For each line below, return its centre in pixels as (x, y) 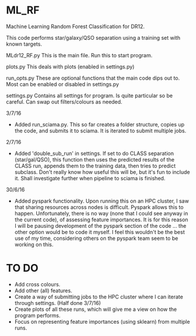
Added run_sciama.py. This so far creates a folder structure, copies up (99, 124)
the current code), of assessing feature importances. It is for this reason (101, 220)
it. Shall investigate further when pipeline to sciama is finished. (90, 178)
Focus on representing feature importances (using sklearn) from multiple (102, 321)
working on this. (34, 244)
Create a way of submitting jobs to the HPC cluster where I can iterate (99, 297)
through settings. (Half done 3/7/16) (58, 303)
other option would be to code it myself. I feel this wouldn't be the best (100, 232)
